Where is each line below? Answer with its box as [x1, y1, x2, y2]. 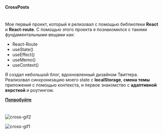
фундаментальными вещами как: [5, 32, 75, 38]
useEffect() [12, 52, 35, 58]
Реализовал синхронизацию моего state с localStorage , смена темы [5, 77, 150, 83]
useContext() [12, 62, 39, 68]
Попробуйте [5, 97, 32, 103]
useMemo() [12, 57, 36, 63]
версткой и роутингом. [5, 87, 54, 93]
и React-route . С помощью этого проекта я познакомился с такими [5, 27, 147, 32]
